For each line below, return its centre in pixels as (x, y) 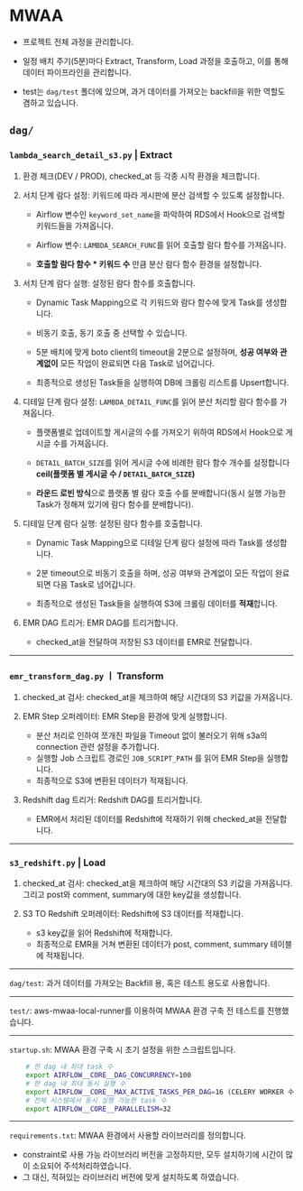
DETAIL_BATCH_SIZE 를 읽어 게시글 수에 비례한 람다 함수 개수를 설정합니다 (163, 462)
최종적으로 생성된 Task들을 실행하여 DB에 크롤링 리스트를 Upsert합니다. (163, 382)
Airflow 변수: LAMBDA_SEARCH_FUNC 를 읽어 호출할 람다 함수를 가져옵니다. (161, 245)
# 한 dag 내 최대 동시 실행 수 (76, 1084)
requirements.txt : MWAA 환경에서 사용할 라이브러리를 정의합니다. (128, 1136)
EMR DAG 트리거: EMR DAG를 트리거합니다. (100, 623)
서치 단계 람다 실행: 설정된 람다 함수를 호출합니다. (109, 283)
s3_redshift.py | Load (58, 863)
